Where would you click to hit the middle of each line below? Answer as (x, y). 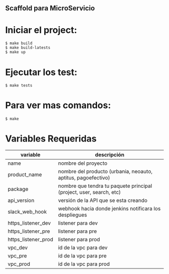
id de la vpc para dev (83, 248)
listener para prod (79, 240)
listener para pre (77, 231)
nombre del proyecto (83, 163)
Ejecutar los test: (41, 72)
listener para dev (78, 223)
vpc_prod (19, 264)
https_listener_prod (31, 240)
